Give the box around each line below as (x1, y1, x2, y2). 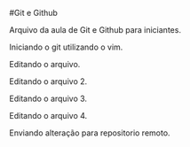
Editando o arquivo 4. (9, 111, 88, 120)
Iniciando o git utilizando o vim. (9, 42, 123, 52)
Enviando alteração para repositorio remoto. (9, 128, 170, 138)
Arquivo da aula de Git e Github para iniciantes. (9, 25, 182, 35)
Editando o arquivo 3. (9, 93, 87, 104)
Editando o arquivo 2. (9, 76, 88, 87)
